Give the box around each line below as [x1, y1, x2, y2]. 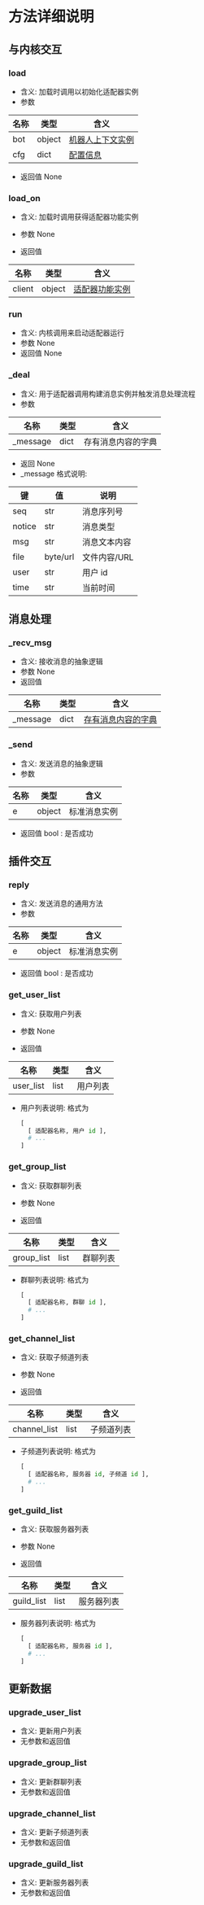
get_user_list [8, 990, 61, 1001]
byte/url [44, 551, 75, 562]
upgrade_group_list [8, 1757, 88, 1768]
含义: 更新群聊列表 [20, 1776, 82, 1786]
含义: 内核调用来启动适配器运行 [20, 328, 124, 338]
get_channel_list [8, 1332, 76, 1344]
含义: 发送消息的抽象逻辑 [20, 758, 103, 768]
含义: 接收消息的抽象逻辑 [20, 657, 103, 666]
